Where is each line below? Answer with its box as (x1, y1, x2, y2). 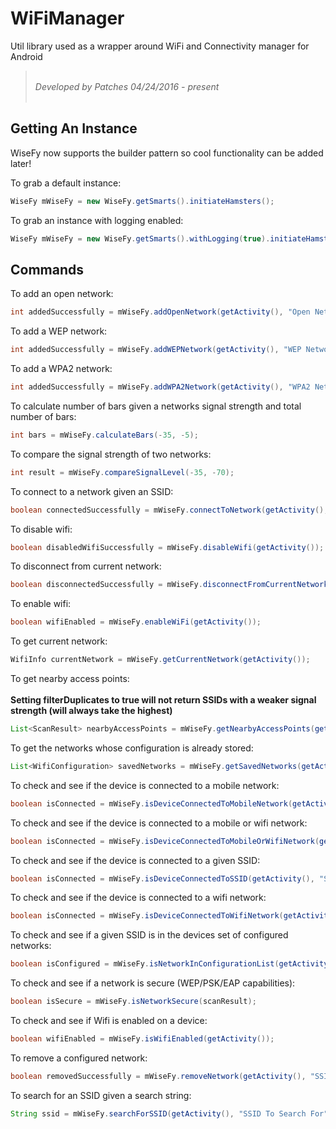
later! (10, 157, 32, 169)
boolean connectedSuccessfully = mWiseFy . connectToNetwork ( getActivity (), (10, 505, 329, 515)
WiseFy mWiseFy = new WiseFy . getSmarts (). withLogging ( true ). (10, 233, 271, 244)
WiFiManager (10, 7, 125, 30)
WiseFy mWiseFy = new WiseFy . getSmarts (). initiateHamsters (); (10, 196, 275, 206)
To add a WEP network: (10, 325, 108, 337)
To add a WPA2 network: (10, 363, 113, 375)
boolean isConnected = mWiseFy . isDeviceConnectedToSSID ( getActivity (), (10, 873, 315, 884)
